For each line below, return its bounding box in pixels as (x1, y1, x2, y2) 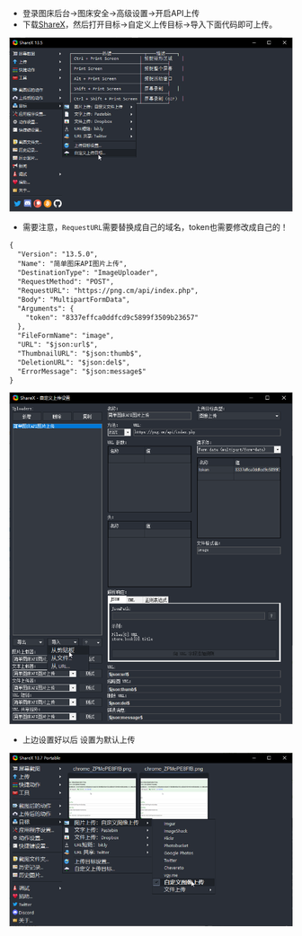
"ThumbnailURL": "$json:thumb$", (17, 349, 143, 358)
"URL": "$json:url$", (17, 340, 99, 349)
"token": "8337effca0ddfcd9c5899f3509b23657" (25, 313, 200, 322)
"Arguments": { (17, 304, 75, 313)
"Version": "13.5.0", (17, 250, 99, 259)
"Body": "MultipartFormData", (17, 295, 130, 304)
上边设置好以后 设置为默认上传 (22, 734, 136, 745)
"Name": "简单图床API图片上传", (17, 259, 128, 268)
